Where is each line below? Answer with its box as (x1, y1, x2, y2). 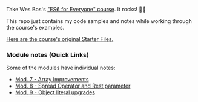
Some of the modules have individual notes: (6, 64, 116, 72)
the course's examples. (6, 24, 65, 31)
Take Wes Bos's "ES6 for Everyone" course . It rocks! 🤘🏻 (6, 6, 147, 13)
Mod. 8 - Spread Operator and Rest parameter (15, 82, 131, 90)
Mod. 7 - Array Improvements (15, 76, 89, 83)
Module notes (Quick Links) (6, 50, 89, 59)
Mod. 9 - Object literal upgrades (15, 89, 96, 96)
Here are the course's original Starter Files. (6, 36, 114, 42)
